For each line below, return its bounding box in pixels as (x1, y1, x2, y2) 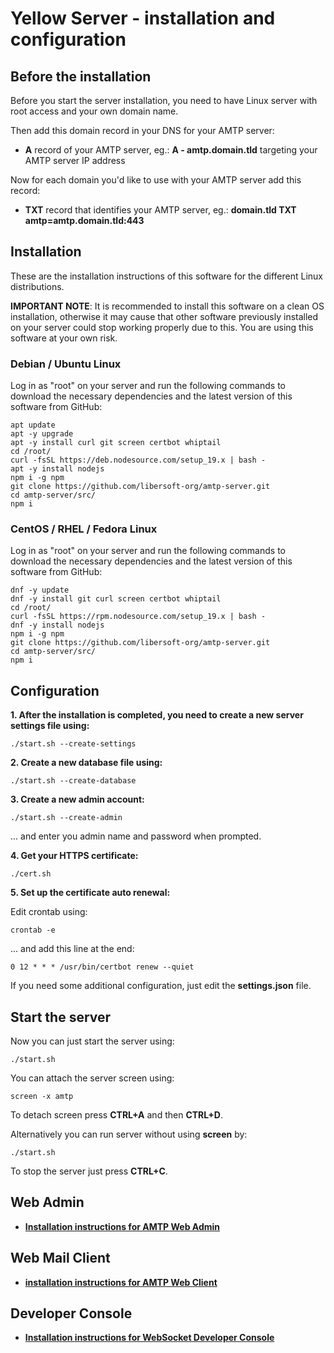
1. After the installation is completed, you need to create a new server (10, 709, 304, 721)
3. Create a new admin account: (10, 793, 145, 806)
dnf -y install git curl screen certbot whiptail (10, 594, 222, 604)
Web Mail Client (10, 1250, 111, 1267)
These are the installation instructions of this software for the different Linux (10, 270, 324, 282)
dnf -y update (10, 585, 70, 596)
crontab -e (10, 925, 56, 936)
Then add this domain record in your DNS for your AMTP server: (10, 125, 275, 136)
